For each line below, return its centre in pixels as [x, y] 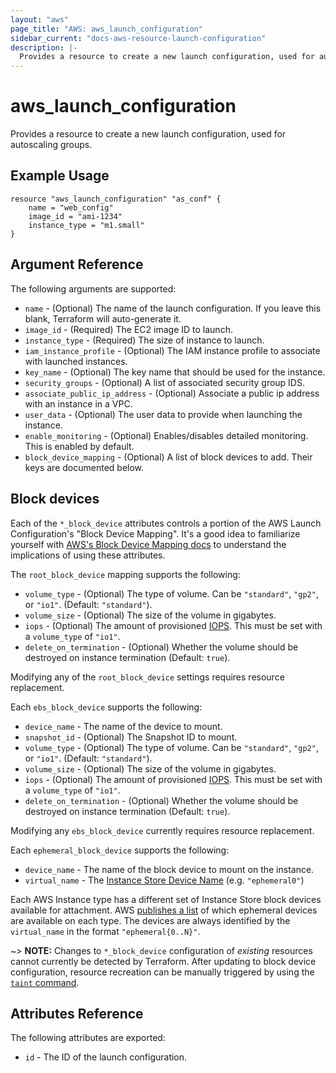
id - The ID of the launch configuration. [106, 1057]
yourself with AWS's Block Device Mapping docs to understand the [148, 544]
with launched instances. [76, 361]
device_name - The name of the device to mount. [123, 726]
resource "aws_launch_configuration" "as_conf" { [116, 199]
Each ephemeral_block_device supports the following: [120, 850]
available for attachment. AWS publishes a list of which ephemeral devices [164, 910]
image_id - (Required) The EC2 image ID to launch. [128, 329]
